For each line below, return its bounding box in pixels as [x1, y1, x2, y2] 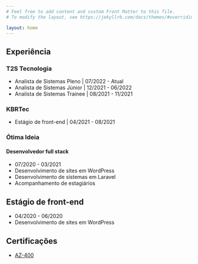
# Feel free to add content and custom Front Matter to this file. [6, 8, 176, 15]
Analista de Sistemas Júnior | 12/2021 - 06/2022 [14, 84, 133, 92]
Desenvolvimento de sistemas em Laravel [14, 174, 116, 181]
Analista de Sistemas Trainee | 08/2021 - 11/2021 [14, 90, 133, 97]
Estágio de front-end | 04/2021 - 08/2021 [14, 119, 115, 126]
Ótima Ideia [6, 133, 39, 142]
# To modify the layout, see [6, 14, 78, 20]
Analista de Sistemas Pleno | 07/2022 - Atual [14, 78, 124, 85]
